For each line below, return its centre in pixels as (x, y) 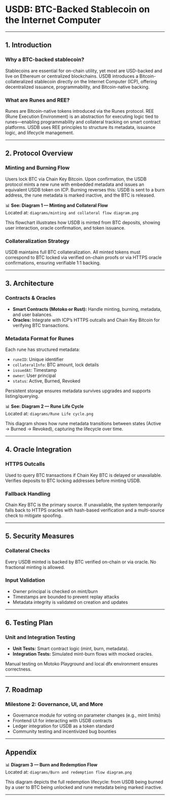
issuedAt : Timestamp (35, 370)
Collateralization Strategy (37, 241)
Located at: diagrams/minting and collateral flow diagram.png (72, 212)
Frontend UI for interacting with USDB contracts (62, 721)
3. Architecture (30, 284)
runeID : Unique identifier (38, 359)
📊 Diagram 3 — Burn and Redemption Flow (51, 765)
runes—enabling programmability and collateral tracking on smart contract (83, 122)
